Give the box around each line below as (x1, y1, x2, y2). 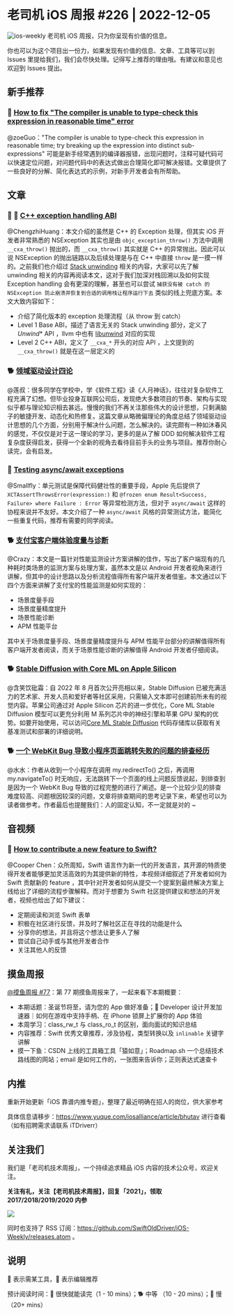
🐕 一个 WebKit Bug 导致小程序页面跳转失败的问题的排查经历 (7, 746, 210, 756)
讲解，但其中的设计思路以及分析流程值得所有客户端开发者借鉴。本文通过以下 (7, 572, 227, 581)
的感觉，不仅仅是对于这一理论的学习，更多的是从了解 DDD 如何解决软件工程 (7, 429, 226, 437)
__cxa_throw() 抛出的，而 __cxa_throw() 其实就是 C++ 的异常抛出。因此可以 (7, 245, 226, 253)
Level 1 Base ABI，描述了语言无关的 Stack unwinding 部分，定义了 (17, 321, 208, 329)
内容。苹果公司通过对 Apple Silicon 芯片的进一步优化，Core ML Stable (13, 701, 214, 709)
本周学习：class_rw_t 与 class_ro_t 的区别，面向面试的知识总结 (17, 1020, 197, 1029)
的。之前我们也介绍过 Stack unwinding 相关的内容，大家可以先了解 (7, 262, 199, 270)
